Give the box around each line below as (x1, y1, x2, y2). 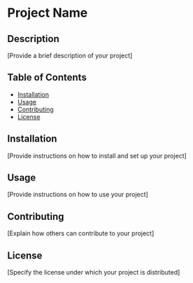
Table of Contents (7, 71, 87, 83)
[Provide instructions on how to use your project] (7, 191, 148, 199)
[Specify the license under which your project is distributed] (7, 268, 180, 277)
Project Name (7, 5, 88, 21)
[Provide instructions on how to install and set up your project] (7, 151, 187, 160)
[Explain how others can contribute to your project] (7, 229, 155, 237)
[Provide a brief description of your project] (7, 51, 133, 60)
